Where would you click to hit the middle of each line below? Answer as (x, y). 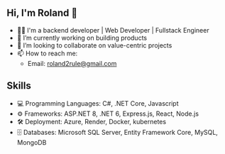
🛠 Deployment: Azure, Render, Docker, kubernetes (92, 121)
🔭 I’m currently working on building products (82, 38)
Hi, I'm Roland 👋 (42, 13)
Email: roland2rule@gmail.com (72, 63)
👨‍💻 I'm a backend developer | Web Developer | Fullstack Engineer (113, 30)
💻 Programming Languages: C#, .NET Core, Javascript (98, 103)
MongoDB (32, 142)
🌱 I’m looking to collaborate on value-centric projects (94, 45)
